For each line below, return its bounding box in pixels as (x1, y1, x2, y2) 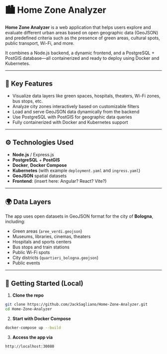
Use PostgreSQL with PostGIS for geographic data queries (12, 114, 132, 120)
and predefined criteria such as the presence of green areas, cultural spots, (5, 35, 160, 41)
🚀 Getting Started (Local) (5, 279, 83, 287)
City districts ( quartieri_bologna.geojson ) (12, 255, 98, 261)
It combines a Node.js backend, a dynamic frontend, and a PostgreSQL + (5, 50, 155, 56)
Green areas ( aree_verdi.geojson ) (12, 228, 83, 235)
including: (5, 219, 26, 225)
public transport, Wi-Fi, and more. (5, 40, 75, 46)
